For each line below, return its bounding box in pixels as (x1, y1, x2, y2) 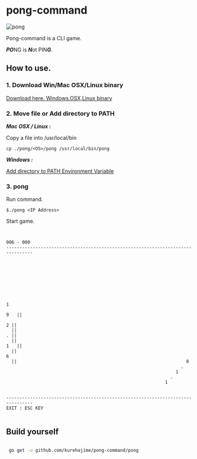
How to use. (6, 63, 51, 73)
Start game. (6, 217, 35, 225)
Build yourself (6, 426, 59, 436)
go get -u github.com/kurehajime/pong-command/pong (8, 448, 139, 454)
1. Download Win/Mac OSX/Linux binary (6, 81, 124, 89)
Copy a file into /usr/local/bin (6, 134, 77, 141)
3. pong (6, 182, 28, 190)
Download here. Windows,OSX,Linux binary (6, 94, 112, 101)
